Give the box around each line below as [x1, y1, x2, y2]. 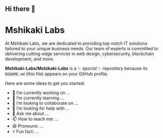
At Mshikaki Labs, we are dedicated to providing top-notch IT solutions [5, 40, 147, 46]
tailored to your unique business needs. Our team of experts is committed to [5, 46, 159, 52]
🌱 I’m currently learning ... [12, 95, 64, 101]
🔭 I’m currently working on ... [12, 90, 70, 96]
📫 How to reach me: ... [12, 116, 59, 122]
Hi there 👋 [5, 5, 36, 13]
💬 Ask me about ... [12, 111, 49, 117]
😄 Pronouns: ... [12, 123, 44, 129]
